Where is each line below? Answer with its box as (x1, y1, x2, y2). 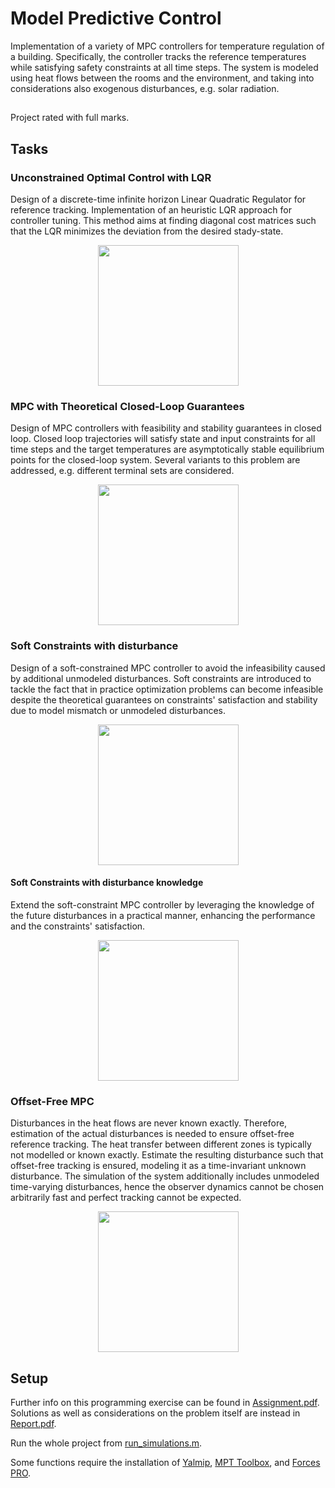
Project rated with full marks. (10, 112, 130, 124)
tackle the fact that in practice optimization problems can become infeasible (10, 683, 324, 695)
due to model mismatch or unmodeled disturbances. (10, 704, 227, 716)
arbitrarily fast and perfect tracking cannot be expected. (10, 1192, 242, 1204)
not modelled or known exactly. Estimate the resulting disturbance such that (10, 1149, 324, 1161)
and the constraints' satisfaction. (10, 920, 146, 932)
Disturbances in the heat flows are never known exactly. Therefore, (10, 1117, 288, 1129)
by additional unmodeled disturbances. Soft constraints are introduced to (10, 672, 312, 684)
